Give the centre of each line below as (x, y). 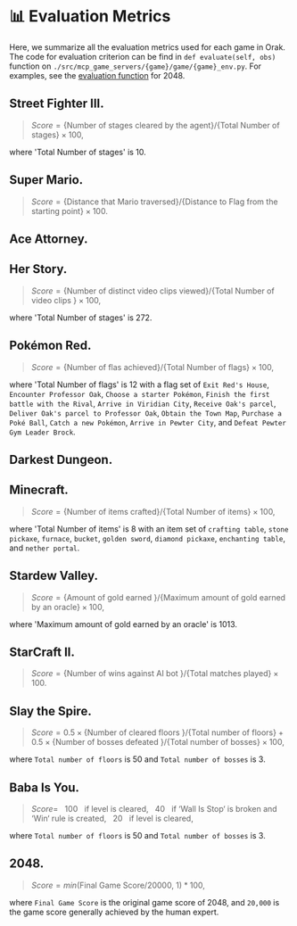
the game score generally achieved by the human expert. (114, 912)
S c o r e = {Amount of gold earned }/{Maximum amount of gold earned (158, 597)
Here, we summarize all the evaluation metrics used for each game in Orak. (147, 47)
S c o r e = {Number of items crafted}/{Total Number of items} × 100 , (153, 511)
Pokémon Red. (50, 346)
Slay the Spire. (50, 711)
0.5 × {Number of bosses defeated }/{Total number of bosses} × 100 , (158, 742)
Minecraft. (39, 490)
